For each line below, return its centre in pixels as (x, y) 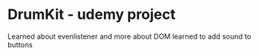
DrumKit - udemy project (92, 15)
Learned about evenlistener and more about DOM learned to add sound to (129, 36)
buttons (20, 44)
